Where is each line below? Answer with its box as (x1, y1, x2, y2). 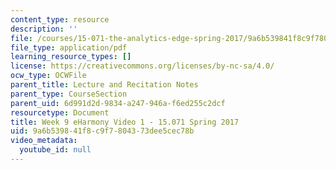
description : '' (10, 24, 78, 34)
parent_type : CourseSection (10, 89, 128, 99)
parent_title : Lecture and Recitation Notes (10, 80, 199, 90)
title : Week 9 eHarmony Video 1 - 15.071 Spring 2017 (10, 117, 240, 127)
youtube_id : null (19, 145, 92, 155)
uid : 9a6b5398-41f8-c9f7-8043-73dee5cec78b (10, 126, 195, 136)
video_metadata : (10, 136, 78, 146)
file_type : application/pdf (10, 42, 128, 53)
